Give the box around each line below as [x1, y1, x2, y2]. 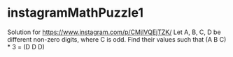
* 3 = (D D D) [7, 42, 45, 51]
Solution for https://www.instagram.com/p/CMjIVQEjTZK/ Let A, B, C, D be [7, 28, 222, 36]
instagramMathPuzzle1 [7, 5, 144, 21]
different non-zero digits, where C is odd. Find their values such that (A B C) [7, 35, 227, 43]
